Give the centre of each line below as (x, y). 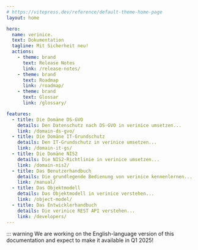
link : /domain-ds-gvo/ (46, 131)
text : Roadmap (41, 80)
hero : (13, 29)
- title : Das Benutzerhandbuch (52, 171)
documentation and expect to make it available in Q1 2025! (80, 240)
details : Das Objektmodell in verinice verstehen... (86, 194)
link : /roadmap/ (43, 86)
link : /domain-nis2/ (43, 165)
